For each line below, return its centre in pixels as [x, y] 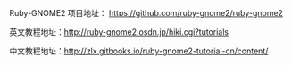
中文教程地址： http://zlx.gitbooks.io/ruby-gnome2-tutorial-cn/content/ [139, 51]
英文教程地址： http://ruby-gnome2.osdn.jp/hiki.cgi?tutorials [119, 32]
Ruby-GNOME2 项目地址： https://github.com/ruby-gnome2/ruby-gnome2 [146, 13]
